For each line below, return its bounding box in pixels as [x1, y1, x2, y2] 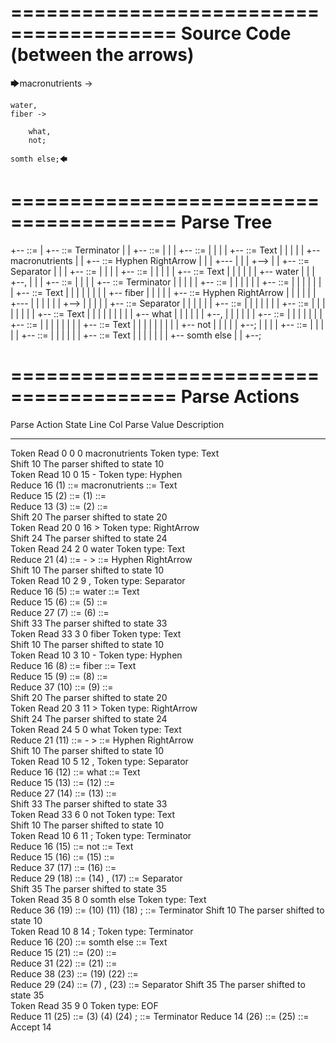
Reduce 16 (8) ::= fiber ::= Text [10, 659, 137, 671]
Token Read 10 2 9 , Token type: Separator [10, 574, 186, 586]
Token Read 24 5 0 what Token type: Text [10, 723, 182, 735]
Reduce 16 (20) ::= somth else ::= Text [10, 936, 168, 948]
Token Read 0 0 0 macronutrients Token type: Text [10, 447, 220, 459]
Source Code [180, 22, 292, 45]
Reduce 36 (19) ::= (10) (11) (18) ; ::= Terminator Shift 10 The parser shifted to [10, 904, 325, 916]
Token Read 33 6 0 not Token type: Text [10, 808, 176, 820]
